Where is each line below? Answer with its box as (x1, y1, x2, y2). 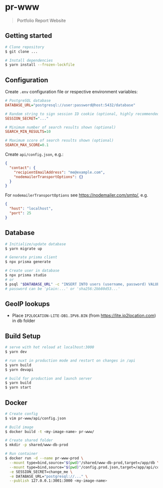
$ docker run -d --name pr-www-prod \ (5, 456, 83, 461)
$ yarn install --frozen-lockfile (5, 62, 75, 67)
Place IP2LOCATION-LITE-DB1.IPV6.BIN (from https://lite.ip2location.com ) (12, 313, 156, 319)
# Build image (5, 425, 34, 430)
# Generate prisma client (5, 255, 57, 260)
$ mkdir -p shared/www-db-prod (5, 442, 68, 448)
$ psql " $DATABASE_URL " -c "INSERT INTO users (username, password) (5, 282, 147, 287)
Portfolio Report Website (16, 18, 66, 23)
